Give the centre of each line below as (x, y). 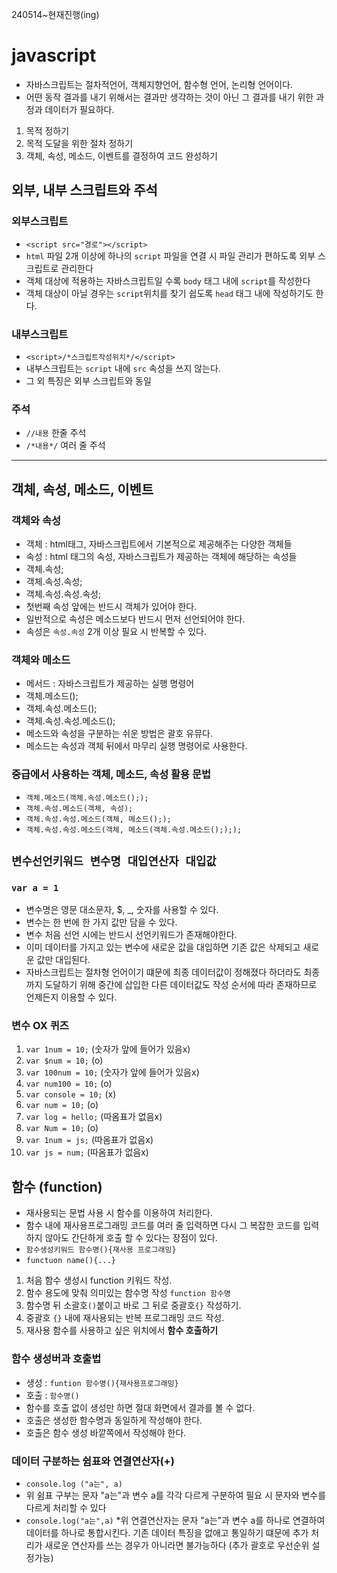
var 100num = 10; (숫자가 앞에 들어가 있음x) (112, 1072)
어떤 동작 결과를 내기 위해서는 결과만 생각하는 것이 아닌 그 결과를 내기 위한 (169, 97)
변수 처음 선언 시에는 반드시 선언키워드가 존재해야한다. (131, 935)
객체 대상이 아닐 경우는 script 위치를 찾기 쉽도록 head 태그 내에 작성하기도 (169, 293)
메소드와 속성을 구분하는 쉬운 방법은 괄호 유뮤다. (119, 734)
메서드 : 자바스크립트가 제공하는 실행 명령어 (110, 684)
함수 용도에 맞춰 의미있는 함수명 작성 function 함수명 (128, 1293)
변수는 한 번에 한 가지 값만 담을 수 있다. (101, 922)
